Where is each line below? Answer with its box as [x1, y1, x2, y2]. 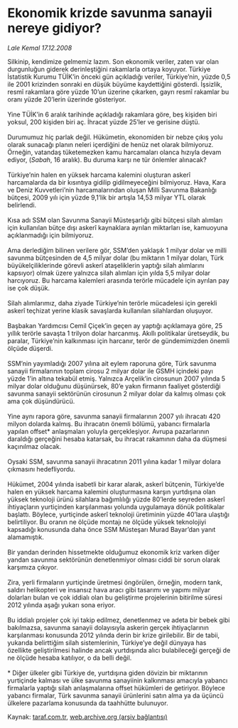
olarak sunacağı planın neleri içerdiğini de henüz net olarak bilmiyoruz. [7, 140, 214, 148]
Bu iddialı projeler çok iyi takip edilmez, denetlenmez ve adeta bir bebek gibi [7, 616, 230, 624]
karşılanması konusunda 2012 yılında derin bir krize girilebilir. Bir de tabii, [7, 631, 220, 639]
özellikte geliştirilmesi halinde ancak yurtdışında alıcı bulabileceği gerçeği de [7, 646, 231, 654]
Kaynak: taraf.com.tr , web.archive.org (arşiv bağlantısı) [7, 712, 168, 721]
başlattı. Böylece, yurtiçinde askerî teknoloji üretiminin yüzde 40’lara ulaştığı [7, 510, 229, 518]
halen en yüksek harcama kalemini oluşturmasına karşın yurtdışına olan [7, 487, 216, 496]
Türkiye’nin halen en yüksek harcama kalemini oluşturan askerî [7, 170, 190, 179]
